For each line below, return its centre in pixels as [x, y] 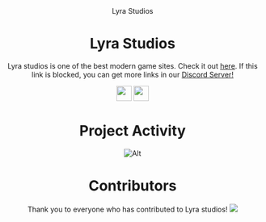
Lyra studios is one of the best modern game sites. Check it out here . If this [133, 65]
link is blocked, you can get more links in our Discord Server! [133, 74]
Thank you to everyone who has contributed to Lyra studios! [128, 209]
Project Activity [133, 131]
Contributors [133, 186]
